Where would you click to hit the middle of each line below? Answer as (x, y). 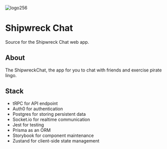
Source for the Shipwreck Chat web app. (47, 42)
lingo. (11, 75)
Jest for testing (28, 125)
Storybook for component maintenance (53, 135)
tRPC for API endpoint (35, 103)
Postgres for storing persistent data (49, 114)
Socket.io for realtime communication (51, 119)
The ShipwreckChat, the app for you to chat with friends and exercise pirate (83, 70)
